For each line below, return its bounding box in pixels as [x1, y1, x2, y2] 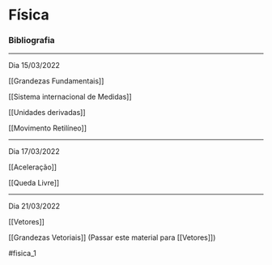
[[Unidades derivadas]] [8, 108, 87, 118]
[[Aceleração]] [8, 162, 57, 172]
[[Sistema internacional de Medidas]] [8, 92, 132, 102]
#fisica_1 [8, 249, 36, 259]
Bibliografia [8, 35, 55, 46]
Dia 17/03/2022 [8, 147, 60, 156]
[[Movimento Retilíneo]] [8, 123, 87, 133]
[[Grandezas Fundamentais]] [8, 76, 104, 86]
